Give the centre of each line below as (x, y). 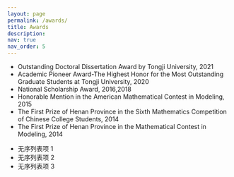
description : (27, 33)
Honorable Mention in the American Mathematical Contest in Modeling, (121, 97)
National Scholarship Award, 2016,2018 (75, 89)
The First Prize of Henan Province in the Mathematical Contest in (112, 127)
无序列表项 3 (36, 166)
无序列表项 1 (35, 148)
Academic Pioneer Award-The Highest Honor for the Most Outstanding (121, 74)
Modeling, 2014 (40, 134)
